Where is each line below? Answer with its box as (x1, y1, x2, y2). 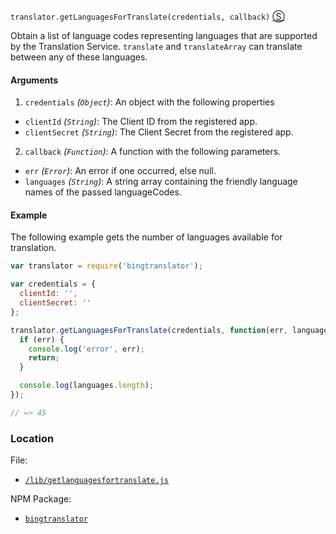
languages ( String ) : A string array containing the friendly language (24, 176, 298, 188)
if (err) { (19, 334, 65, 345)
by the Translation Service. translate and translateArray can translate (10, 41, 303, 52)
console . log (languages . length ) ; (19, 381, 155, 391)
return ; (28, 353, 60, 363)
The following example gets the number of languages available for (10, 231, 283, 243)
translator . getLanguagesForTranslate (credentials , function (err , (10, 325, 288, 335)
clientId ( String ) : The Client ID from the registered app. (24, 116, 258, 128)
